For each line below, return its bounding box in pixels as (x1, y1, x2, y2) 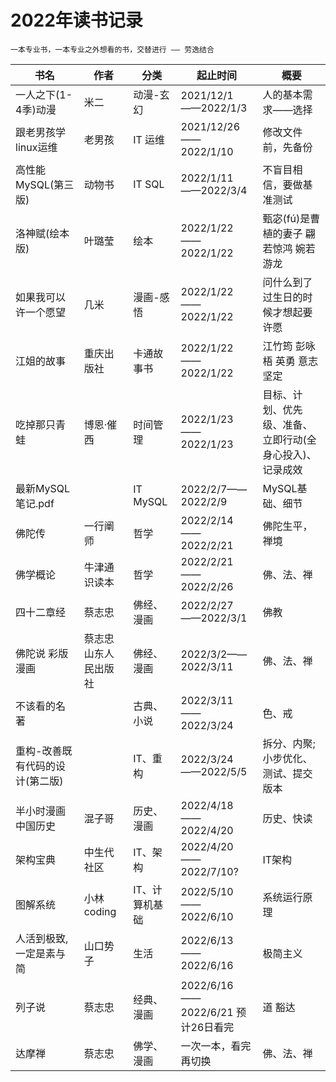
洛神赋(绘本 (15, 226, 70, 240)
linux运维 (15, 140, 58, 154)
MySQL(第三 (15, 177, 75, 191)
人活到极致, (15, 931, 69, 945)
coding (83, 904, 117, 918)
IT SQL (133, 177, 165, 191)
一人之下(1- (15, 87, 73, 101)
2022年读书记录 (10, 9, 143, 32)
